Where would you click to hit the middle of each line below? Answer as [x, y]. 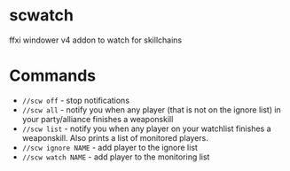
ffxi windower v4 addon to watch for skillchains [96, 40]
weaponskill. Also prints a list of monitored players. [115, 137]
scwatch [41, 16]
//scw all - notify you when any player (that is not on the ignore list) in [151, 109]
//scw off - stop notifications [76, 100]
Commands [53, 76]
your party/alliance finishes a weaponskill [98, 119]
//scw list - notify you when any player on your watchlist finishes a [147, 128]
